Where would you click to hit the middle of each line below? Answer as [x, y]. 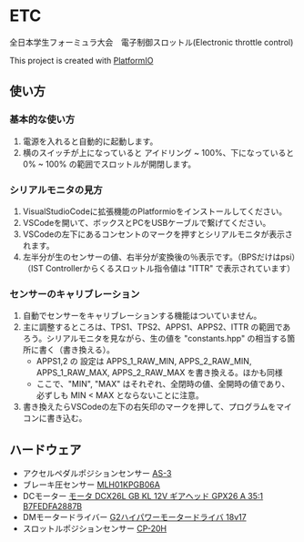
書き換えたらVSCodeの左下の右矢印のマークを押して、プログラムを [149, 407]
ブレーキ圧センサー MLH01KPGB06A [91, 485]
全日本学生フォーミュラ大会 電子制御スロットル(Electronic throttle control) [152, 42]
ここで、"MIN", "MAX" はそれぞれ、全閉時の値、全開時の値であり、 [163, 384]
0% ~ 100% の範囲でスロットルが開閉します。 [109, 164]
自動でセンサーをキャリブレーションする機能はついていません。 [142, 316]
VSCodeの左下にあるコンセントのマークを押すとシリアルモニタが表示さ [157, 234]
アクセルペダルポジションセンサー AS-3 [97, 474]
